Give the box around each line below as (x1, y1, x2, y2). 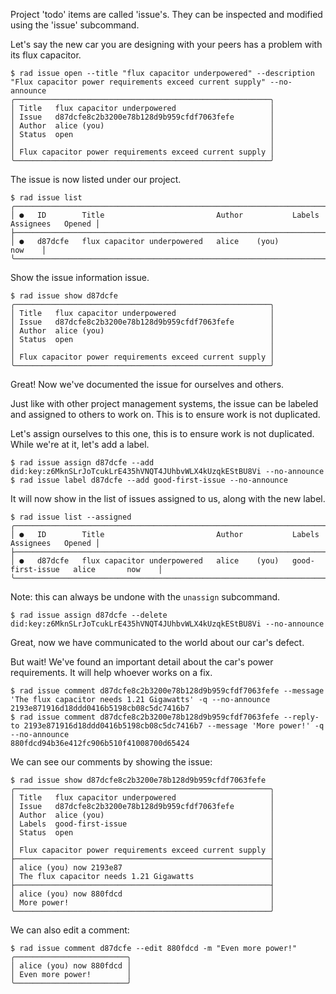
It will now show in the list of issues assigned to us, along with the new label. (10, 493, 326, 504)
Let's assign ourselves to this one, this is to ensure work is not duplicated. (10, 428, 315, 439)
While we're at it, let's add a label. (10, 439, 150, 450)
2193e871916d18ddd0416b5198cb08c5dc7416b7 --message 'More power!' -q (23, 721, 325, 731)
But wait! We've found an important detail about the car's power (10, 656, 274, 668)
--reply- (283, 712, 320, 722)
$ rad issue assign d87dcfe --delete (10, 610, 168, 620)
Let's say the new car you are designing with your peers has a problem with (10, 39, 323, 50)
